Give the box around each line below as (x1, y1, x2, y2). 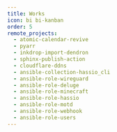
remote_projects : (7, 29, 58, 37)
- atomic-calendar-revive (13, 36, 89, 43)
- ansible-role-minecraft (13, 88, 89, 95)
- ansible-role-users (13, 114, 77, 121)
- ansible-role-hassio (13, 95, 79, 102)
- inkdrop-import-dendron (13, 50, 89, 57)
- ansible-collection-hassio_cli (13, 68, 111, 75)
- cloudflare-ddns (13, 62, 68, 69)
